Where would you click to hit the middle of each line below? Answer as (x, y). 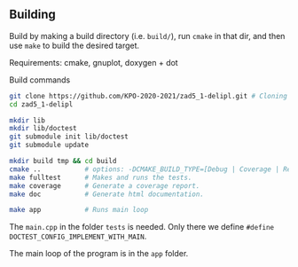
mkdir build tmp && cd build (63, 161)
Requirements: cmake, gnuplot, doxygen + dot (94, 62)
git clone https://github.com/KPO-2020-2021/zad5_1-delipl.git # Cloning (149, 96)
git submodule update (49, 145)
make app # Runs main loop (79, 210)
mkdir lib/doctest (43, 129)
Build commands (40, 80)
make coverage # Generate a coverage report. (105, 185)
